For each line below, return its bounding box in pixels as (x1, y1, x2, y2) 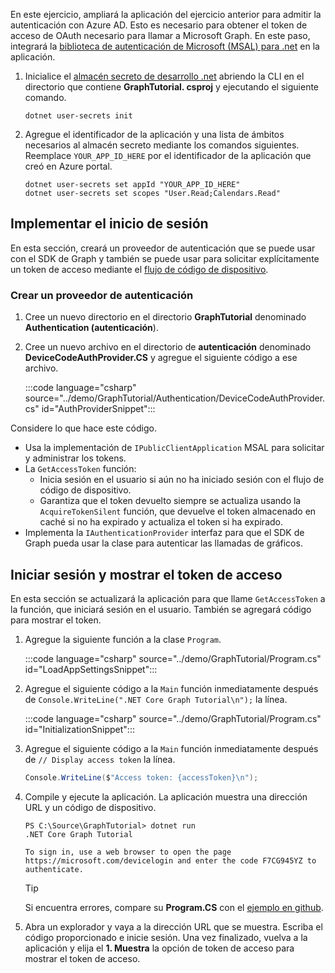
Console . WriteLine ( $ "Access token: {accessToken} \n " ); (24, 772, 259, 783)
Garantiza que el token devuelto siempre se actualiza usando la (39, 495, 302, 507)
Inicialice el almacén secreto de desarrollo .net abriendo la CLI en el (24, 70, 305, 82)
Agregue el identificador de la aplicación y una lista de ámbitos (24, 129, 285, 140)
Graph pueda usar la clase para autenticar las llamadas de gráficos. (24, 537, 303, 549)
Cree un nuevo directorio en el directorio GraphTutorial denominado (24, 311, 307, 323)
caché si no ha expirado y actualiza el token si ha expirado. (39, 516, 283, 528)
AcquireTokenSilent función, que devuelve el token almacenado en (39, 505, 317, 518)
